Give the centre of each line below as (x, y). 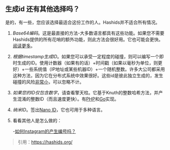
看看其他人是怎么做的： (37, 120)
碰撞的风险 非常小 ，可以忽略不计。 (48, 82)
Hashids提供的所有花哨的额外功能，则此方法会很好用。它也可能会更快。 (88, 39)
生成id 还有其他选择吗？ (42, 9)
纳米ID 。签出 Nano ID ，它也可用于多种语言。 (59, 109)
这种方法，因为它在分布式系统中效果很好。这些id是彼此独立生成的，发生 (88, 76)
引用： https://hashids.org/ (45, 142)
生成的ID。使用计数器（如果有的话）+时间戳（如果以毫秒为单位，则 (88, 63)
